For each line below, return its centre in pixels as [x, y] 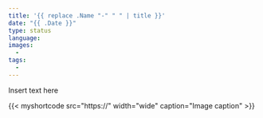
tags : [17, 61]
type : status [30, 30]
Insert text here [33, 90]
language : [25, 38]
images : [21, 45]
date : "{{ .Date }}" [43, 23]
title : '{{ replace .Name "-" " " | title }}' [87, 16]
